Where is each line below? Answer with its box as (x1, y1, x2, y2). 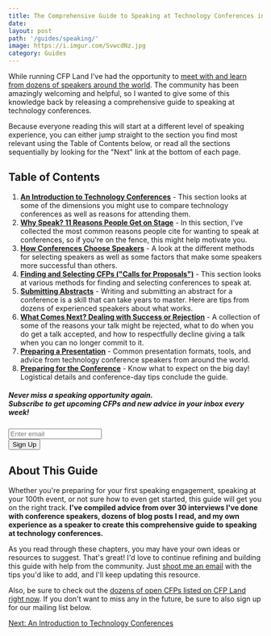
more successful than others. (19, 260, 119, 270)
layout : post (8, 27, 52, 35)
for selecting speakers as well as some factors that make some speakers (19, 252, 262, 262)
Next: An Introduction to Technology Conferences (8, 618, 174, 628)
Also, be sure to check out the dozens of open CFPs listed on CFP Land (8, 585, 246, 595)
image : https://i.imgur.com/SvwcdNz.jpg (8, 42, 147, 50)
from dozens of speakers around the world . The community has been (8, 80, 240, 90)
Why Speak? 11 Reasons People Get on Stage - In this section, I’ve (19, 217, 244, 227)
